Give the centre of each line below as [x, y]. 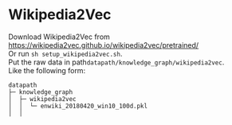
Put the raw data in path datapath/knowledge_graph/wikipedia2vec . [116, 62]
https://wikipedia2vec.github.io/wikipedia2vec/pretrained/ [104, 45]
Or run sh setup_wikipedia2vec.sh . [65, 53]
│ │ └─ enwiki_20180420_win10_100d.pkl [78, 106]
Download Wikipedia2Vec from [59, 37]
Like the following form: [47, 70]
